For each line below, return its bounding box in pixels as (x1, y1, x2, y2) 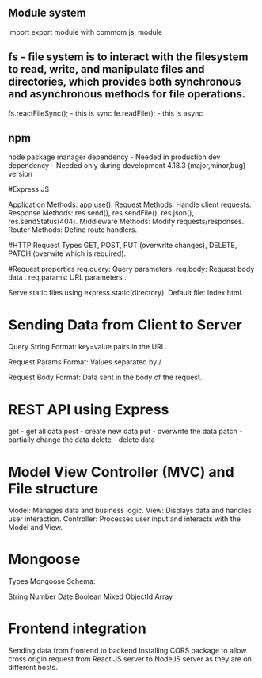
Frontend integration (8, 619, 146, 638)
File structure (8, 479, 99, 497)
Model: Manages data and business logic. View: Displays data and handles (8, 506, 252, 516)
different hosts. (8, 663, 58, 672)
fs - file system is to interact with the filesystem (8, 51, 249, 64)
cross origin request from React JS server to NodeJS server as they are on (8, 654, 252, 664)
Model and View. (8, 523, 63, 532)
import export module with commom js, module (8, 27, 163, 36)
